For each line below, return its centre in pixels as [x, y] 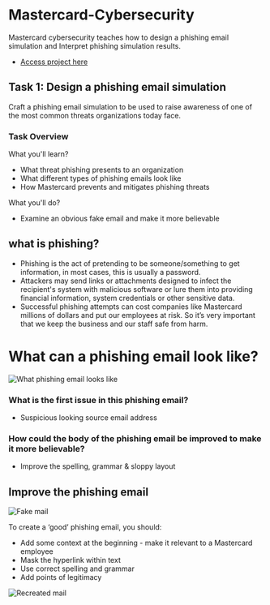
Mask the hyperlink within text [71, 560]
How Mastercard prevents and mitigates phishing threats [115, 187]
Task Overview [39, 136]
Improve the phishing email [78, 492]
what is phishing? [54, 244]
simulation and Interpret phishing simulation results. [94, 45]
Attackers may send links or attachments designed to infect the [126, 281]
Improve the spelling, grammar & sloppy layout [98, 466]
